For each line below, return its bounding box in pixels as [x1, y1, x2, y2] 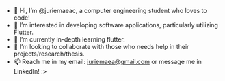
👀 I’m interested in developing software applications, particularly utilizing [13, 21, 219, 29]
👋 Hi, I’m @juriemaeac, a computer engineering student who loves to [13, 7, 207, 14]
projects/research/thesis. [13, 50, 85, 58]
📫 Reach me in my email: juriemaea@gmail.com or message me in [13, 58, 202, 65]
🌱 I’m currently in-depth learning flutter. [13, 35, 125, 44]
